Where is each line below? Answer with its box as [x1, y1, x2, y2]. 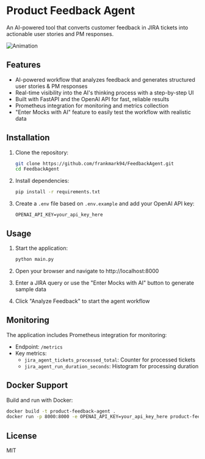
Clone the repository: [15, 149, 69, 156]
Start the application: [15, 244, 68, 252]
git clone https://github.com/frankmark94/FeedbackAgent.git [15, 160, 174, 166]
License [6, 430, 37, 441]
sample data [15, 285, 47, 293]
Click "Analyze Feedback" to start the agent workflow [15, 297, 150, 305]
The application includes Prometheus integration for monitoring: [6, 331, 167, 338]
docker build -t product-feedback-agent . [6, 408, 116, 415]
